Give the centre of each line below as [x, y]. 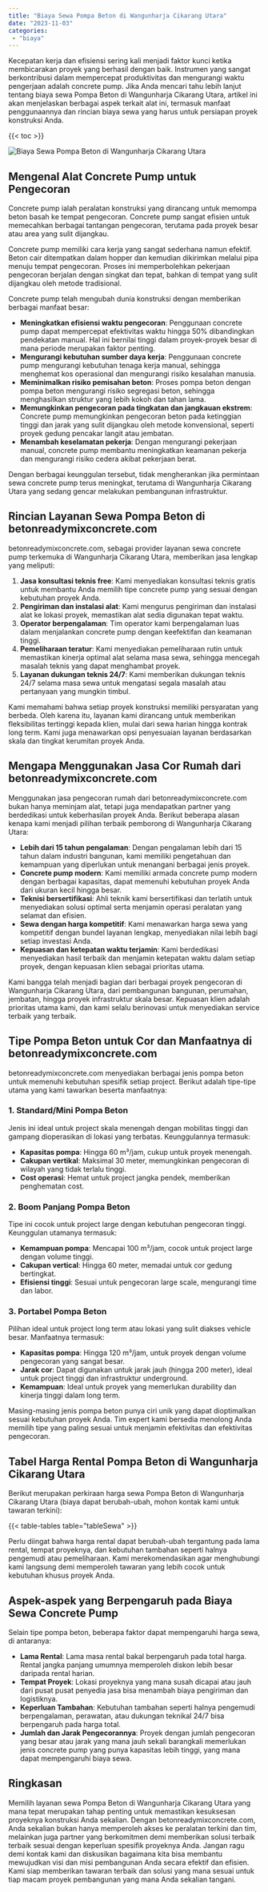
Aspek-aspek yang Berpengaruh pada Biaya [120, 1600]
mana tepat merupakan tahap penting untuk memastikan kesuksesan [122, 1811]
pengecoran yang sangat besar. [72, 1361]
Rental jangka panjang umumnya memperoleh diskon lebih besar [126, 1665]
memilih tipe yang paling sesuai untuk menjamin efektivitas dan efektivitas [130, 1428]
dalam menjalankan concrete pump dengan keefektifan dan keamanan [136, 631]
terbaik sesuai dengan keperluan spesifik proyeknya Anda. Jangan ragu [127, 1845]
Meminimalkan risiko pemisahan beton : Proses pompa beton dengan [135, 383]
